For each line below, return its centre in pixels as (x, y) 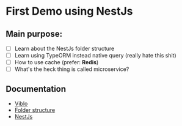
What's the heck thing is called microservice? (72, 69)
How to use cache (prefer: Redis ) (56, 62)
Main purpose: (34, 34)
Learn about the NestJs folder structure (64, 48)
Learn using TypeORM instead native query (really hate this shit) (95, 56)
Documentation (36, 89)
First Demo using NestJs (69, 11)
